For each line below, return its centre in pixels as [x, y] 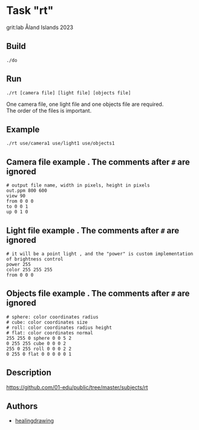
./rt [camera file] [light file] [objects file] [69, 93]
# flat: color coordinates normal [50, 333]
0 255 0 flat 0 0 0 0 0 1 [39, 354]
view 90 [16, 196]
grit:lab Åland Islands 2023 [40, 27]
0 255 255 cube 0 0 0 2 [36, 343]
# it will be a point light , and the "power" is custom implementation [100, 254]
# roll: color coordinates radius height [59, 328]
